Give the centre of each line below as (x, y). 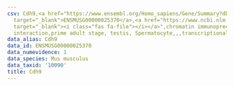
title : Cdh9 (24, 71)
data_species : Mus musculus (48, 59)
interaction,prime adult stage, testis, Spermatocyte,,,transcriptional (121, 33)
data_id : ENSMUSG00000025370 (49, 46)
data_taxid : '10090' (37, 65)
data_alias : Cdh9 (32, 40)
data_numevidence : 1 (37, 53)
